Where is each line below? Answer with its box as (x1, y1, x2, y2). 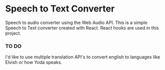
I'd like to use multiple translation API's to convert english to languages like (5, 54, 160, 60)
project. (5, 30, 22, 36)
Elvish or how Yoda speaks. (5, 59, 62, 65)
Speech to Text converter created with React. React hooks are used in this (5, 24, 159, 30)
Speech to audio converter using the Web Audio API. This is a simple (5, 19, 147, 25)
